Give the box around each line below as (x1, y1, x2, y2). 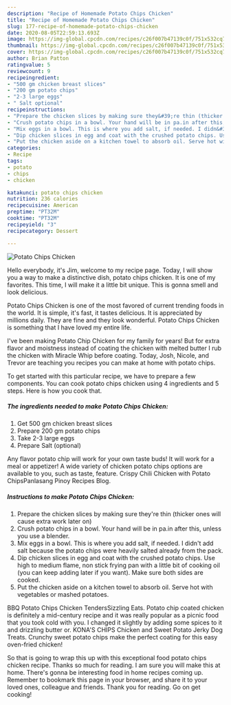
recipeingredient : (7, 74, 60, 81)
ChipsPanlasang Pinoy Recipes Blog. (7, 477, 111, 485)
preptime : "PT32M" (7, 208, 60, 216)
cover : (7, 49, 26, 56)
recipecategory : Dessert (7, 227, 78, 234)
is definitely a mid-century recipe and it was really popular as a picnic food (7, 611, 219, 620)
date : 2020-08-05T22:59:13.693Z (7, 29, 100, 37)
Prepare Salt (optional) (16, 442, 81, 450)
